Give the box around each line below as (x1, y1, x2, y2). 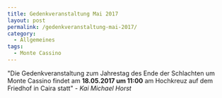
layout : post (7, 17, 46, 24)
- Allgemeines (13, 37, 55, 44)
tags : (7, 43, 23, 50)
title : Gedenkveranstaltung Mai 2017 (7, 10, 119, 18)
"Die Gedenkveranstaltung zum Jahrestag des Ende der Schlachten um (7, 68, 216, 78)
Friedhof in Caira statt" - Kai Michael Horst (7, 84, 132, 92)
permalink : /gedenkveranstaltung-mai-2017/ (7, 23, 138, 30)
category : (7, 30, 37, 37)
